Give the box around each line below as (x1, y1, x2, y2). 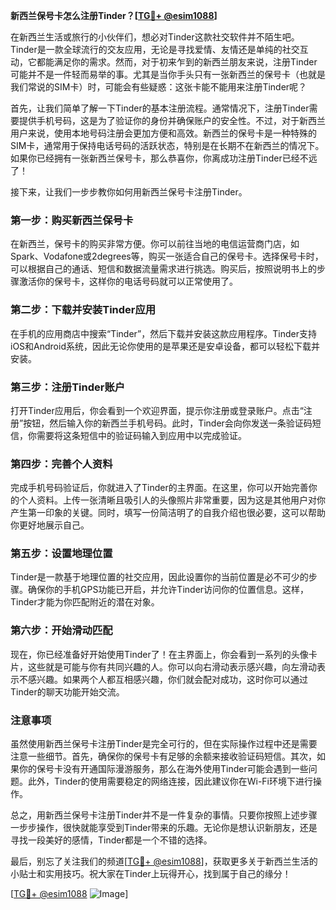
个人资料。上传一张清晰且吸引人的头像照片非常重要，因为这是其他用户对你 (18, 494, 326, 506)
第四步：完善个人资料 (10, 457, 113, 471)
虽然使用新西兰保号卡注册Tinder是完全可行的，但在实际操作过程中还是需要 (10, 738, 318, 750)
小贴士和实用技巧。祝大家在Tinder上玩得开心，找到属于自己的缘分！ (10, 868, 292, 880)
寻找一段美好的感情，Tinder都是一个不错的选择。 (10, 834, 213, 846)
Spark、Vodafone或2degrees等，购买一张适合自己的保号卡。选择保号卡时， (10, 250, 324, 263)
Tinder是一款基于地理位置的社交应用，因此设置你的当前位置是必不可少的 (10, 571, 309, 583)
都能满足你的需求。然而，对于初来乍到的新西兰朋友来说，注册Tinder (36, 56, 318, 68)
